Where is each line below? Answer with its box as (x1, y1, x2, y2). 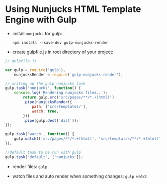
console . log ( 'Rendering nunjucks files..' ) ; (14, 91, 108, 95)
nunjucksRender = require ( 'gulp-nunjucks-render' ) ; (14, 72, 123, 77)
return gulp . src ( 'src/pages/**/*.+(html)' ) (23, 95, 114, 100)
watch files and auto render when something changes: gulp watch (12, 173, 148, 179)
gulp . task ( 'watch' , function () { (5, 132, 75, 137)
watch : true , (31, 108, 59, 114)
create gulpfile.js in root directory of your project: (12, 49, 113, 55)
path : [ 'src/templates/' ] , (31, 104, 88, 109)
